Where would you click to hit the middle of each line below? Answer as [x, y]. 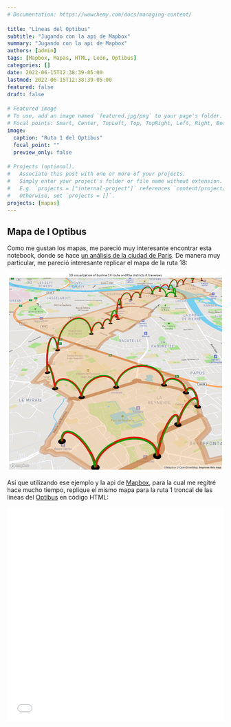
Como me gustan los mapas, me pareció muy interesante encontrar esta [109, 248]
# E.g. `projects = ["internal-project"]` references [89, 188]
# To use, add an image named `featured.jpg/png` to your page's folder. [115, 116]
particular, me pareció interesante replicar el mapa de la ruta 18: [97, 263]
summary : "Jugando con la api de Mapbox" [67, 44]
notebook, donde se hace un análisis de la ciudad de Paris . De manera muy [114, 256]
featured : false [30, 87]
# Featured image [32, 109]
